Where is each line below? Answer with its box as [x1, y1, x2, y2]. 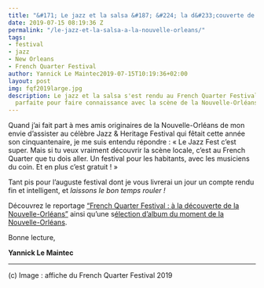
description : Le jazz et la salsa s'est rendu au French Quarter [8, 92, 226, 100]
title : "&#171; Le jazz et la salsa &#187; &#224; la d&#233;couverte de [8, 11, 255, 20]
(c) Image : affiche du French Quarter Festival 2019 [8, 271, 173, 280]
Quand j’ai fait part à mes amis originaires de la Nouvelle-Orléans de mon [8, 121, 245, 130]
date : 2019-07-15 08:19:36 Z [8, 19, 104, 27]
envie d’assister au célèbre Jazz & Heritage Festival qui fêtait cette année [8, 129, 246, 138]
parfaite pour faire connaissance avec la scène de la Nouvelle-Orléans [15, 99, 258, 107]
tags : [8, 33, 26, 42]
